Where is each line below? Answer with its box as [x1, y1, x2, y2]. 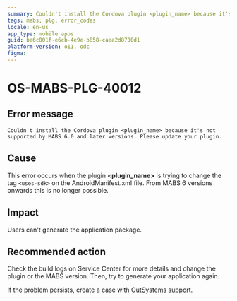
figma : [7, 50, 27, 57]
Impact [7, 206, 39, 219]
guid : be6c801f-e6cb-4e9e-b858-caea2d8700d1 [7, 37, 140, 44]
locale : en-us [7, 23, 49, 30]
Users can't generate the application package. [7, 225, 142, 234]
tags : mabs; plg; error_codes [7, 17, 97, 24]
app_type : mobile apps [7, 30, 74, 37]
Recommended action [7, 245, 107, 258]
